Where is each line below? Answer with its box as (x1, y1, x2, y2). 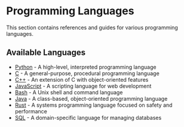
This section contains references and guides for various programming (6, 24, 178, 31)
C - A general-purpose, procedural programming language (14, 70, 160, 77)
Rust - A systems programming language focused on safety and (14, 101, 173, 109)
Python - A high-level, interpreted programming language (14, 63, 157, 70)
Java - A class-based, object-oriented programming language (14, 95, 168, 102)
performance (14, 107, 48, 114)
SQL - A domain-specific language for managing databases (14, 114, 162, 121)
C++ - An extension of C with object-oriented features (14, 76, 149, 83)
